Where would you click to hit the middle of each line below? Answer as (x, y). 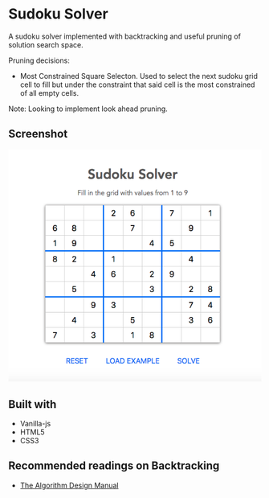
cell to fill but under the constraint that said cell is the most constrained (137, 84)
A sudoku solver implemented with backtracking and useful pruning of (124, 36)
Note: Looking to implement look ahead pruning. (88, 109)
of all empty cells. (49, 93)
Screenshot (38, 134)
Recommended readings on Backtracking (114, 466)
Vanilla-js (35, 423)
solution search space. (46, 44)
